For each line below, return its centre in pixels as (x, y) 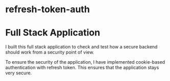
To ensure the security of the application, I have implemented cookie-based (85, 62)
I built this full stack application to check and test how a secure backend (81, 47)
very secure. (19, 73)
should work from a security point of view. (50, 52)
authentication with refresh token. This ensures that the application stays (82, 68)
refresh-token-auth (48, 9)
